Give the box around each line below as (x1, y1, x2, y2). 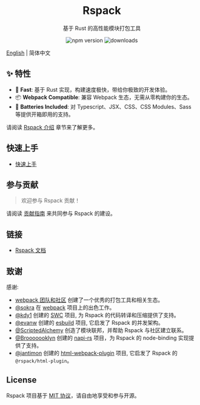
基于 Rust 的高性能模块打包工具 (62, 24, 141, 32)
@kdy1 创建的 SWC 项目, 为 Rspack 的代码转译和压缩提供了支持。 (15, 311, 180, 319)
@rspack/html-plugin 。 (15, 357, 73, 364)
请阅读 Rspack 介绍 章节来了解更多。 (6, 123, 99, 131)
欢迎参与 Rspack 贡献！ (21, 197, 81, 204)
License (6, 375, 37, 386)
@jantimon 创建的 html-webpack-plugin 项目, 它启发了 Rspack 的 (15, 350, 178, 356)
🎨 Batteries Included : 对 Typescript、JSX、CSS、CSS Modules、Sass (15, 103, 192, 110)
